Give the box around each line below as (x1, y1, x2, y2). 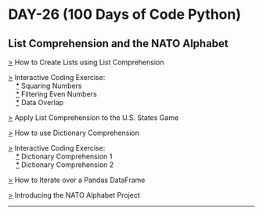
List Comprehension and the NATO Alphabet (8, 37, 229, 50)
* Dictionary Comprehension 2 (15, 160, 114, 169)
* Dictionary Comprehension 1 (15, 151, 113, 161)
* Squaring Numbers (15, 81, 82, 90)
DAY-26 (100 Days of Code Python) (8, 5, 241, 24)
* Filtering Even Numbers (15, 89, 98, 99)
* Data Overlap (15, 98, 64, 107)
